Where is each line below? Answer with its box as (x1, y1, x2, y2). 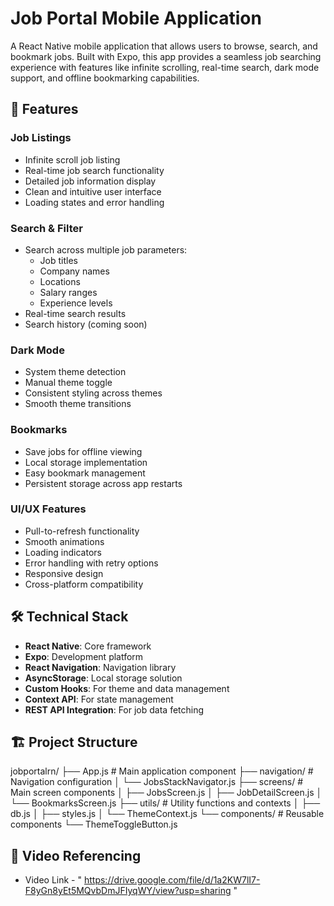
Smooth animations (24, 535, 105, 547)
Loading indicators (24, 546, 102, 558)
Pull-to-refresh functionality (24, 525, 140, 537)
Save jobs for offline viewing (24, 445, 143, 457)
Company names (39, 265, 110, 277)
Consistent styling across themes (24, 387, 163, 399)
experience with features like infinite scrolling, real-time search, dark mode (10, 61, 320, 73)
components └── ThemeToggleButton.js (10, 818, 178, 831)
